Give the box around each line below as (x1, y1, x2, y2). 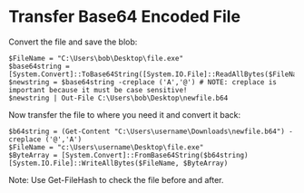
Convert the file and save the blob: (8, 36, 138, 47)
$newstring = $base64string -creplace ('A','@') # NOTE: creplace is (8, 77, 278, 87)
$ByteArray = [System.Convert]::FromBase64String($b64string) (8, 150, 249, 159)
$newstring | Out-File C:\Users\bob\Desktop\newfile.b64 (8, 93, 229, 102)
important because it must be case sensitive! (8, 85, 188, 94)
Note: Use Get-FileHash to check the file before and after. (8, 174, 224, 185)
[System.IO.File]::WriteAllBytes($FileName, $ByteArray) (8, 159, 229, 168)
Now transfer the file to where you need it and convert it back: (8, 109, 241, 120)
